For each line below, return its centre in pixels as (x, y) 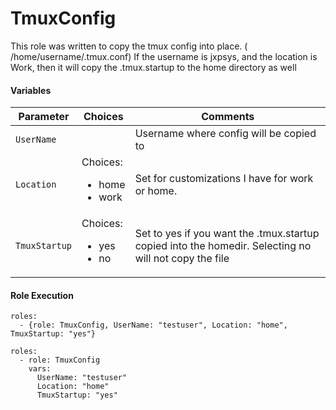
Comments (228, 117)
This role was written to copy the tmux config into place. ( (129, 46)
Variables (31, 90)
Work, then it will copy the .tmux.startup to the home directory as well (153, 67)
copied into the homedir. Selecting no (223, 246)
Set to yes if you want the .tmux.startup (227, 234)
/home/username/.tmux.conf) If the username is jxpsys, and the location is (164, 56)
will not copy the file (182, 259)
